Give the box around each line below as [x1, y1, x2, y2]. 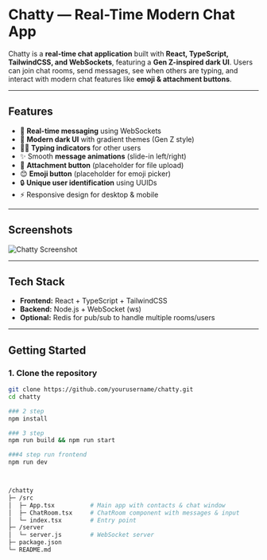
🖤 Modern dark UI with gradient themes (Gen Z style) [19, 134, 195, 144]
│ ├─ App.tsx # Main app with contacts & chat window [8, 501, 226, 509]
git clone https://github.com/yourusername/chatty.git [8, 386, 194, 394]
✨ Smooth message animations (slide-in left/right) [19, 151, 187, 161]
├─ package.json [8, 538, 62, 546]
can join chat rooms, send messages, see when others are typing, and [8, 65, 238, 75]
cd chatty [8, 393, 41, 401]
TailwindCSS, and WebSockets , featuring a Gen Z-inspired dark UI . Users [8, 57, 253, 67]
